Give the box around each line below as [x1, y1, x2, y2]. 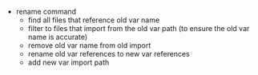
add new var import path [27, 57, 110, 67]
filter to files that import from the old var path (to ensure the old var [27, 24, 250, 33]
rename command [15, 7, 77, 16]
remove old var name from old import [27, 41, 151, 50]
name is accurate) [27, 32, 88, 41]
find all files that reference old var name [27, 15, 160, 25]
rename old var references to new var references [27, 49, 190, 58]
